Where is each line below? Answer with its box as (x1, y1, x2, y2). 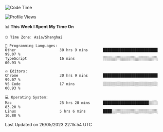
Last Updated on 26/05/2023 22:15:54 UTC (5, 122, 92, 127)
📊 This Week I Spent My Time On (5, 24, 74, 29)
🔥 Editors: (5, 69, 28, 74)
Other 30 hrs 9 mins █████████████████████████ (5, 48, 158, 52)
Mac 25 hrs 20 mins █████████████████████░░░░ (5, 100, 158, 105)
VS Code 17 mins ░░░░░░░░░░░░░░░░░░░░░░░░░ (5, 82, 158, 86)
